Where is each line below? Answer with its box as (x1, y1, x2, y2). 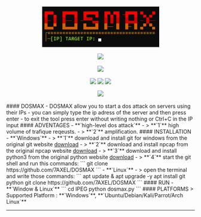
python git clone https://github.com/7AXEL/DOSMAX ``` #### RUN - (6, 179, 174, 186)
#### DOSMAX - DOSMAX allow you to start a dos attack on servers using (6, 103, 191, 110)
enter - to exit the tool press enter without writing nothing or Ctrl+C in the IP (6, 115, 193, 122)
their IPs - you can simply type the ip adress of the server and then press (6, 109, 187, 116)
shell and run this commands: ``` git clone (6, 160, 108, 167)
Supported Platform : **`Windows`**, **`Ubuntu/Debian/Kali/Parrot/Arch (6, 192, 184, 198)
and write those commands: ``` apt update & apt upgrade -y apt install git (6, 173, 185, 180)
